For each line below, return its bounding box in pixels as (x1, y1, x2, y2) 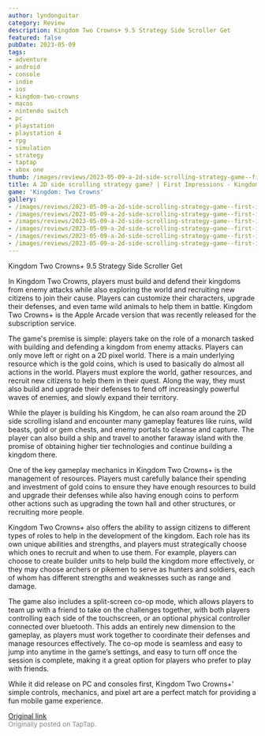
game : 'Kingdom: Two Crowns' (8, 187, 104, 196)
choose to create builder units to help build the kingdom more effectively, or (8, 556, 255, 565)
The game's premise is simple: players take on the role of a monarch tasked (8, 334, 255, 343)
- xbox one (8, 166, 44, 174)
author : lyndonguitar (8, 11, 80, 20)
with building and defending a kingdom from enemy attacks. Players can (8, 342, 244, 352)
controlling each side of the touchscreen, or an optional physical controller (8, 613, 251, 623)
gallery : (8, 195, 37, 203)
